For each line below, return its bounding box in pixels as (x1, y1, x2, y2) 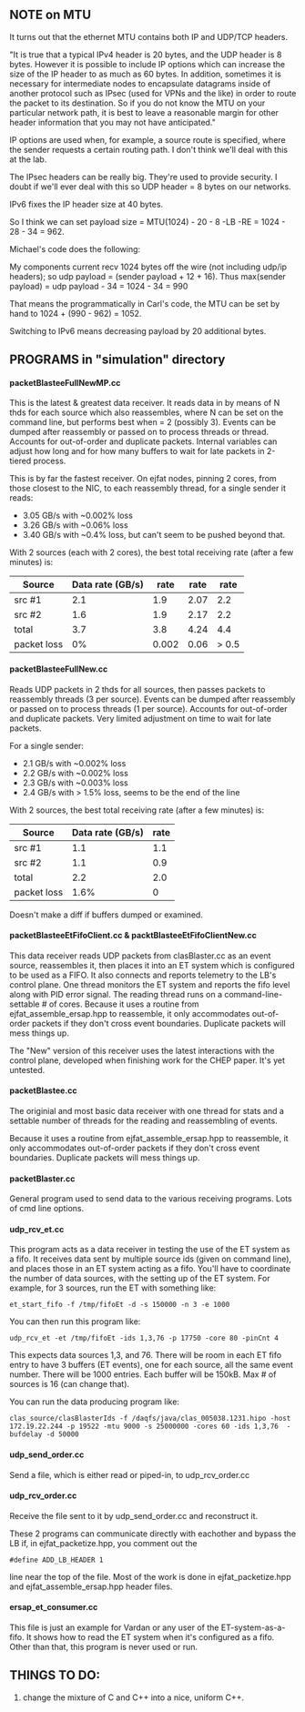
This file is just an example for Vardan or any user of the (9, 1622, 219, 1633)
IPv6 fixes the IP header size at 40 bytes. (9, 198, 164, 209)
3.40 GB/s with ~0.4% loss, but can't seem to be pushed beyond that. (22, 530, 286, 541)
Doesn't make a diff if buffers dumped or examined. (9, 909, 203, 920)
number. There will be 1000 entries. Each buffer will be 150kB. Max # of (9, 1369, 277, 1380)
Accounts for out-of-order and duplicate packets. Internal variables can (9, 436, 278, 447)
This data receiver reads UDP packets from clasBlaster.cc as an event (9, 950, 271, 961)
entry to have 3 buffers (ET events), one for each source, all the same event (9, 1360, 294, 1371)
